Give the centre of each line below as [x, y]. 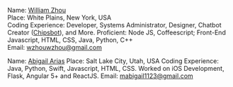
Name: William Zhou [36, 10]
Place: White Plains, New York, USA [59, 18]
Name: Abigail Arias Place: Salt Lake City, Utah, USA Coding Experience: [113, 61]
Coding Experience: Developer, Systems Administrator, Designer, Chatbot [114, 25]
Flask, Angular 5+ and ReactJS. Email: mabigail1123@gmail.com [100, 76]
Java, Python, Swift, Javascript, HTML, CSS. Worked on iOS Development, [116, 68]
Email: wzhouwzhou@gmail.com [55, 47]
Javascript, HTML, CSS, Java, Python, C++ [70, 40]
